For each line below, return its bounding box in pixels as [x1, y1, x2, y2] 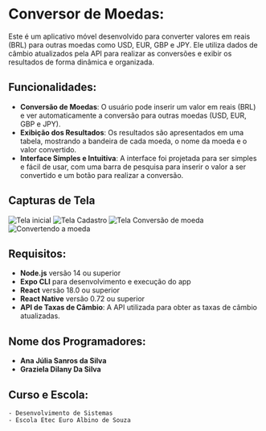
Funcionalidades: [8, 81, 97, 94]
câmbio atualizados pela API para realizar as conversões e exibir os [8, 48, 232, 58]
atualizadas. [19, 311, 60, 321]
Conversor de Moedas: [8, 5, 165, 23]
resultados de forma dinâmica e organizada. [8, 57, 155, 67]
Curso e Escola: [8, 387, 88, 401]
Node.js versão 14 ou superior [19, 268, 121, 278]
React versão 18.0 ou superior [19, 285, 121, 295]
